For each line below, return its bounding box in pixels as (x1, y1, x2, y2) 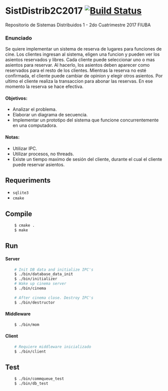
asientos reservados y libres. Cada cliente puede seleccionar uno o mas (5, 57, 155, 63)
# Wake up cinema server (14, 281, 67, 286)
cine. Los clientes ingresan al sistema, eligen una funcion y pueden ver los (5, 51, 160, 58)
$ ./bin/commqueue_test (14, 376, 65, 381)
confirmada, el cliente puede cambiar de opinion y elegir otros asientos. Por (5, 73, 163, 79)
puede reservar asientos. (12, 161, 65, 167)
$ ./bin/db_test (14, 381, 49, 386)
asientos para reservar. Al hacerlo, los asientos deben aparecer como (5, 62, 150, 68)
